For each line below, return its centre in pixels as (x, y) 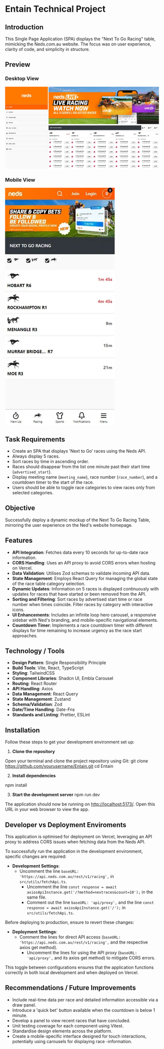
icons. (18, 610)
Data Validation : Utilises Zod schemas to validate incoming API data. (81, 573)
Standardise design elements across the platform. (62, 1031)
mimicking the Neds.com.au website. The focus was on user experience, (78, 44)
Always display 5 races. (36, 456)
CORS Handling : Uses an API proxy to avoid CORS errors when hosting (84, 562)
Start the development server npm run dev (56, 795)
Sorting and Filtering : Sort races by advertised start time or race (77, 599)
